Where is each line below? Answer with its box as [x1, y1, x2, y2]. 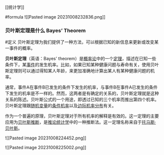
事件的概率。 [9, 45, 35, 51]
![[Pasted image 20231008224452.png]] [5, 135, 86, 141]
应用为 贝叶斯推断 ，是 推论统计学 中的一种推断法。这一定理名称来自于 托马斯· [5, 119, 156, 125]
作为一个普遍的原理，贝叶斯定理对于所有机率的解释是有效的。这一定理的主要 [5, 113, 159, 119]
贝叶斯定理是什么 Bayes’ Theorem [5, 27, 86, 34]
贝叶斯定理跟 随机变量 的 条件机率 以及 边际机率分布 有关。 [5, 103, 116, 109]
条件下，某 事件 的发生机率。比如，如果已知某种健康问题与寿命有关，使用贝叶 [5, 62, 159, 67]
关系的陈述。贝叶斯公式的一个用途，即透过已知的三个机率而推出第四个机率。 [5, 97, 159, 103]
